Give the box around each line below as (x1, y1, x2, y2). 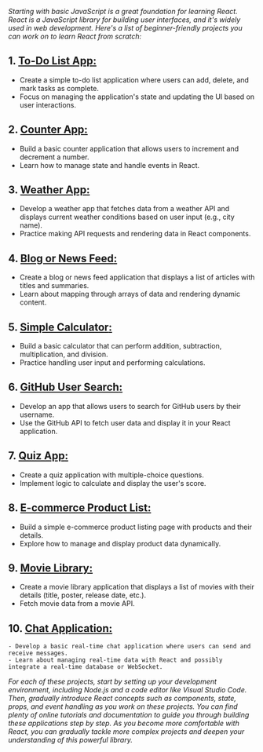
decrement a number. (19, 152, 89, 162)
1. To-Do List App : (8, 54, 97, 68)
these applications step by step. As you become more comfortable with (8, 718, 239, 728)
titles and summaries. (19, 281, 89, 290)
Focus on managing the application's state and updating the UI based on (19, 92, 255, 101)
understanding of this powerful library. (8, 736, 133, 745)
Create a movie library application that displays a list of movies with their (19, 582, 255, 592)
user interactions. (19, 100, 77, 109)
